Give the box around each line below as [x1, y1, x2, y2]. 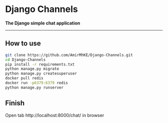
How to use [5, 39, 41, 48]
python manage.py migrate [5, 66, 59, 71]
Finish [5, 99, 25, 107]
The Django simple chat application [5, 20, 80, 26]
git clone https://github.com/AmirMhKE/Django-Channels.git [5, 52, 133, 57]
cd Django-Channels [5, 57, 46, 62]
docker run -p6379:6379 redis [5, 80, 68, 85]
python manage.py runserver [5, 85, 64, 90]
